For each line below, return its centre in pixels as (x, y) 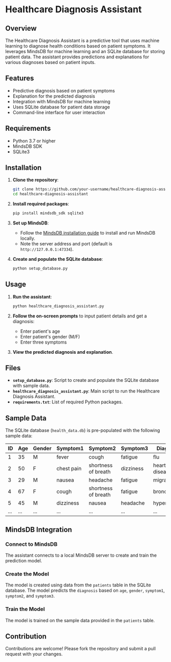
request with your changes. (34, 654)
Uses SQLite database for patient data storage (61, 107)
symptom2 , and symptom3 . (30, 596)
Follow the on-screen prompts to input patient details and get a (80, 316)
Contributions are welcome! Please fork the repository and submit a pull (81, 649)
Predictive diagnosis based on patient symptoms (64, 90)
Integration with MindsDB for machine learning (61, 101)
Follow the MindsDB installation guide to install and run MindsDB (88, 233)
